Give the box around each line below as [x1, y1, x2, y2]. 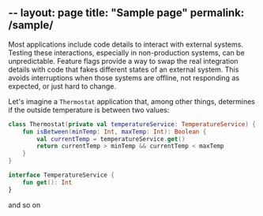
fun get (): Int [22, 178, 73, 186]
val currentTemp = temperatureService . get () [36, 135, 186, 143]
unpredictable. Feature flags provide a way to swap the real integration [8, 56, 239, 65]
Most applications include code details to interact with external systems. [8, 39, 243, 49]
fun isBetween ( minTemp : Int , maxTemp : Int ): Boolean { [22, 128, 207, 136]
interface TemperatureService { [8, 171, 115, 180]
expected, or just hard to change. [8, 81, 117, 91]
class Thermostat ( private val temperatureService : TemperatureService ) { [8, 120, 257, 128]
